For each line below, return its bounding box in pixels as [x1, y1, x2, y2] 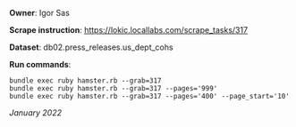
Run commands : [9, 60, 72, 69]
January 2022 [9, 107, 63, 118]
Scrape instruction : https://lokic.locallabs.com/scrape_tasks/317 [9, 25, 249, 35]
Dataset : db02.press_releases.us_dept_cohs [9, 42, 173, 52]
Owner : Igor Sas [9, 8, 70, 18]
